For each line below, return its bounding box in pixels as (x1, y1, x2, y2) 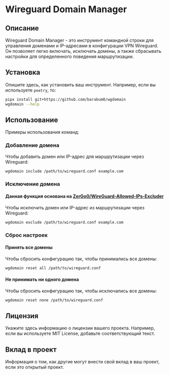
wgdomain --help (5, 102, 40, 107)
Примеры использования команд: (5, 129, 80, 135)
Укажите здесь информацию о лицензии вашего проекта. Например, (5, 325, 155, 331)
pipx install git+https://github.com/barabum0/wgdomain (5, 97, 126, 102)
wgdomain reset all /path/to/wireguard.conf (5, 265, 101, 270)
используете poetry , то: (5, 87, 56, 93)
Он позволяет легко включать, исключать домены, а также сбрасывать (5, 48, 161, 54)
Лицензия (5, 311, 39, 321)
